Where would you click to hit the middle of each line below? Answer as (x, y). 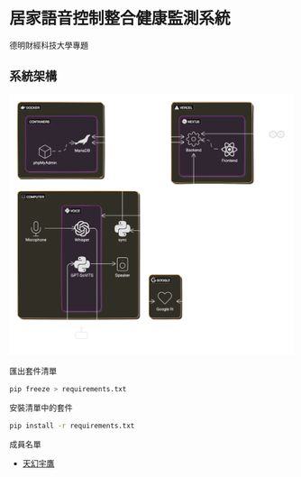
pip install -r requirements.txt (72, 426)
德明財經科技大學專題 (49, 45)
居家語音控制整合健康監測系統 (120, 18)
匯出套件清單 (33, 371)
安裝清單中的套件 (41, 408)
